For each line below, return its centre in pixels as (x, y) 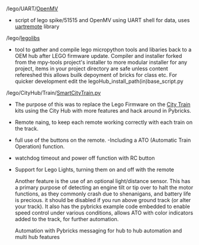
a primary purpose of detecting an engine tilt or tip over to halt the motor (104, 187)
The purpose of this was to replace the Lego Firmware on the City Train (102, 104)
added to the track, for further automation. (67, 219)
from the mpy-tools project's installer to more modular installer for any (101, 62)
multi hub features (37, 237)
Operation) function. (40, 146)
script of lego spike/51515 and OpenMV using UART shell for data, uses (102, 20)
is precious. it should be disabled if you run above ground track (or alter (103, 200)
